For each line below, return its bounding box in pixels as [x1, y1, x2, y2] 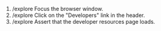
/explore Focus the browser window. [12, 5, 103, 12]
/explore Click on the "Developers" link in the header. [12, 12, 145, 19]
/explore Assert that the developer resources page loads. [12, 18, 156, 25]
